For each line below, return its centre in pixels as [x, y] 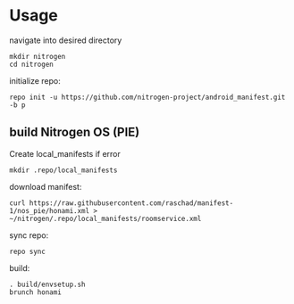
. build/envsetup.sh [48, 284]
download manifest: [46, 186]
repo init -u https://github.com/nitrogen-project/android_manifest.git [147, 97]
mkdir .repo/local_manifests [63, 170]
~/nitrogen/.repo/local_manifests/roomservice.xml [105, 218]
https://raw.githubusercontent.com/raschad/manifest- [131, 203]
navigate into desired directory [66, 40]
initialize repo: [35, 80]
